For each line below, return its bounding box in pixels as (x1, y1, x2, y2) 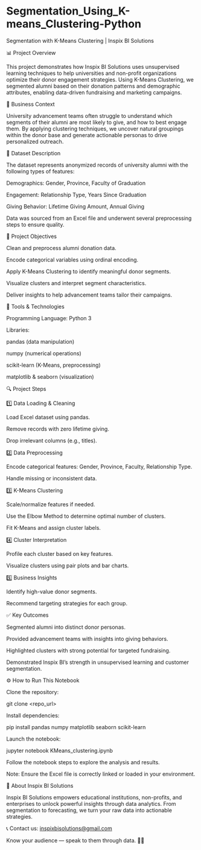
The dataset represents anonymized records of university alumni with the (6, 161, 188, 169)
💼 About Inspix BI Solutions (6, 782, 74, 789)
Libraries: (6, 326, 30, 333)
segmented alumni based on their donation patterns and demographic (6, 82, 180, 89)
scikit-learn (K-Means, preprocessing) (6, 361, 101, 369)
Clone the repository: (6, 688, 59, 695)
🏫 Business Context (6, 100, 56, 108)
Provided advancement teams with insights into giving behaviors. (6, 635, 168, 642)
